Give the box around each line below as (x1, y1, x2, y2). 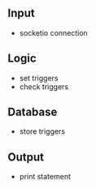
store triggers (19, 127, 66, 136)
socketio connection (19, 28, 89, 37)
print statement (19, 172, 71, 182)
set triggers (19, 73, 59, 83)
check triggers (19, 81, 69, 92)
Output (7, 150, 44, 164)
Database (7, 105, 58, 119)
